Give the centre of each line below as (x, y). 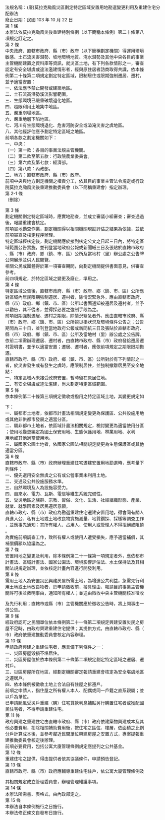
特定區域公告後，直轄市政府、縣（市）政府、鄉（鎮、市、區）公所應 (75, 291)
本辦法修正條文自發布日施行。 (35, 813)
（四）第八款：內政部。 (29, 169)
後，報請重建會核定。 (27, 223)
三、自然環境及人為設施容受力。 (38, 487)
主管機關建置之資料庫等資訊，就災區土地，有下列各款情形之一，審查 (75, 63)
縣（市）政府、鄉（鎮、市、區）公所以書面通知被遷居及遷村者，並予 (75, 303)
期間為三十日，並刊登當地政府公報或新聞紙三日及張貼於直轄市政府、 (75, 328)
